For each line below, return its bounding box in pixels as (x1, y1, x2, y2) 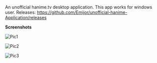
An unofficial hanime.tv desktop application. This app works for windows (5, 4, 153, 10)
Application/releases (5, 15, 47, 20)
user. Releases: (5, 9, 36, 15)
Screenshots (5, 24, 32, 30)
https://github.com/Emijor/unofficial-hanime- (36, 9, 128, 15)
